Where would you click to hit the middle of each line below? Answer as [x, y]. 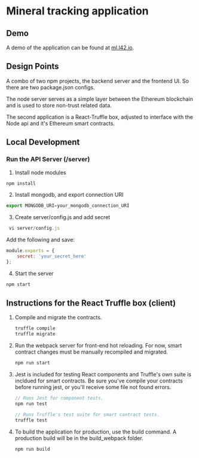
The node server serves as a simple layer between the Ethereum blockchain [99, 99]
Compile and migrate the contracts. [58, 318]
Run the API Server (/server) [48, 159]
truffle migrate [35, 334]
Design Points [33, 66]
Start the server [34, 273]
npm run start [32, 363]
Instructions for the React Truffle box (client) [91, 303]
